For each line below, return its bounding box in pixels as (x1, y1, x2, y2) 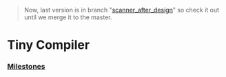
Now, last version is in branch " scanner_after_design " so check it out (23, 6, 219, 14)
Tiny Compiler (7, 37, 90, 53)
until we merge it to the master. (23, 13, 112, 21)
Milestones (7, 62, 45, 71)
